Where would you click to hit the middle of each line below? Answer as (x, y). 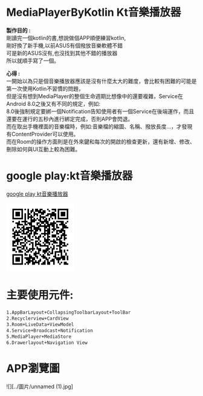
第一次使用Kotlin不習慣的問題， (45, 88)
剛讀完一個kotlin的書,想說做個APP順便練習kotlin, (66, 38)
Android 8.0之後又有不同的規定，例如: (53, 104)
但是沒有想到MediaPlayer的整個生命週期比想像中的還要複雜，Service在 (95, 96)
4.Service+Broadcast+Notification (50, 331)
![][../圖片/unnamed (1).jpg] (40, 386)
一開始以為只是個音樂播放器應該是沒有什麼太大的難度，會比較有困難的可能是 (101, 81)
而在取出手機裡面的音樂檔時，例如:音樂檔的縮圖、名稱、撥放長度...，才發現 (99, 126)
